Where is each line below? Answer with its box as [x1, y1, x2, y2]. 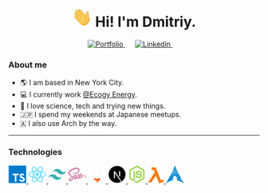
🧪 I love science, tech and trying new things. [19, 101, 166, 111]
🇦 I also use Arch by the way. [19, 119, 117, 128]
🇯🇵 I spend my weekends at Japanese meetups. [19, 110, 182, 120]
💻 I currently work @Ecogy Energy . [19, 90, 138, 100]
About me [8, 59, 48, 70]
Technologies [8, 147, 62, 158]
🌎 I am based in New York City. [19, 78, 124, 88]
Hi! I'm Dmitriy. [95, 13, 197, 31]
